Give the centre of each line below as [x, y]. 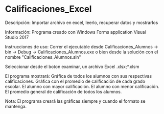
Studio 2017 [17, 37]
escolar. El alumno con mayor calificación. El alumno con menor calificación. [82, 86]
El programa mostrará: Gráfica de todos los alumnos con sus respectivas [79, 76]
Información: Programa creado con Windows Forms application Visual [76, 32]
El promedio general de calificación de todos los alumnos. [63, 91]
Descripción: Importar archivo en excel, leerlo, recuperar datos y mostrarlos [82, 23]
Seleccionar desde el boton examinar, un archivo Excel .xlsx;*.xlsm [72, 67]
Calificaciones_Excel [48, 9]
